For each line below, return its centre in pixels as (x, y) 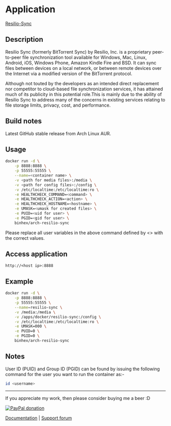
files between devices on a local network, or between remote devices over (83, 68)
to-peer (13, 57)
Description (24, 40)
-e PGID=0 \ (27, 336)
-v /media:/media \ (35, 312)
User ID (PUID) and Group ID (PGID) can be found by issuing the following (83, 369)
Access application (36, 254)
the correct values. (25, 238)
